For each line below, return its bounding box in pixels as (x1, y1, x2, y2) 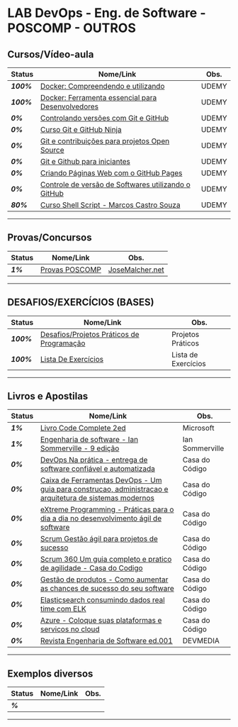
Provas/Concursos (7, 232, 92, 244)
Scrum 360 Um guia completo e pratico (40, 555, 172, 565)
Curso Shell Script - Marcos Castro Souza (40, 200, 181, 210)
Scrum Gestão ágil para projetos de (40, 534, 158, 544)
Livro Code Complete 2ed (40, 423, 126, 433)
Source (40, 145, 65, 155)
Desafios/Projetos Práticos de (40, 329, 140, 339)
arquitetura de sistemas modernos (40, 493, 154, 503)
